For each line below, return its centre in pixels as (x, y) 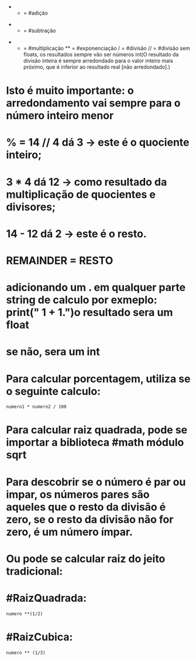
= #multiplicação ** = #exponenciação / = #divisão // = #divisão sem (106, 48)
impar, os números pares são (78, 494)
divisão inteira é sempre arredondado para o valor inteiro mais (98, 61)
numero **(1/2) (25, 614)
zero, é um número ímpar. (70, 532)
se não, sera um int (53, 352)
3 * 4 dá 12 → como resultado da (87, 182)
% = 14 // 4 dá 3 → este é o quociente (98, 142)
